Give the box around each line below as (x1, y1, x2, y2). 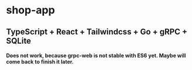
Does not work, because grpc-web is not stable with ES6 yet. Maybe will (6, 52, 186, 59)
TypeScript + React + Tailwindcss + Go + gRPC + (6, 27, 188, 37)
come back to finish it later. (6, 58, 74, 65)
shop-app (6, 3, 55, 17)
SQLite (6, 36, 31, 45)
